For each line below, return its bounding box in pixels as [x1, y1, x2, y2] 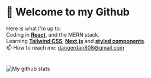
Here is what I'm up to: [6, 25, 62, 32]
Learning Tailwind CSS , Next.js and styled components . [6, 37, 146, 44]
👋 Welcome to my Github [6, 5, 130, 19]
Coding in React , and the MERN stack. [6, 31, 99, 38]
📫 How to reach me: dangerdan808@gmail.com [6, 44, 124, 51]
